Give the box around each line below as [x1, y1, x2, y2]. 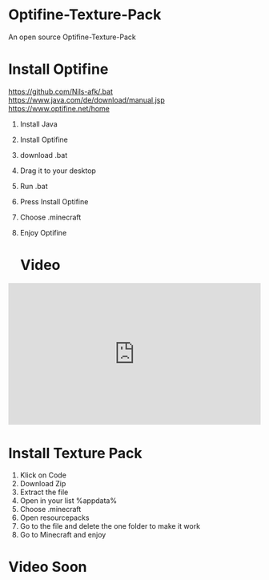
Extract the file [19, 487, 69, 497]
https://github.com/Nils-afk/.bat [8, 87, 114, 96]
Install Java [19, 119, 58, 129]
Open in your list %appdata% [19, 496, 118, 505]
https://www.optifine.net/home [8, 103, 110, 113]
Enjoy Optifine [19, 228, 67, 237]
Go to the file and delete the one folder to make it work [19, 522, 201, 531]
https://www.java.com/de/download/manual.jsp [8, 95, 166, 105]
